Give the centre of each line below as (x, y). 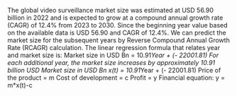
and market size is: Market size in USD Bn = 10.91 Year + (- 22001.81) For (113, 55)
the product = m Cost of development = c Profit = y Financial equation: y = (116, 78)
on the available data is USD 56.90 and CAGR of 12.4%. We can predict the (117, 32)
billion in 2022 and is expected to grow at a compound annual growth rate (115, 18)
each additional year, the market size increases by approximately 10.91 (111, 62)
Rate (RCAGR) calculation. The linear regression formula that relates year (114, 48)
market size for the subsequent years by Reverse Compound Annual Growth (119, 40)
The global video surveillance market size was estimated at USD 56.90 (111, 10)
